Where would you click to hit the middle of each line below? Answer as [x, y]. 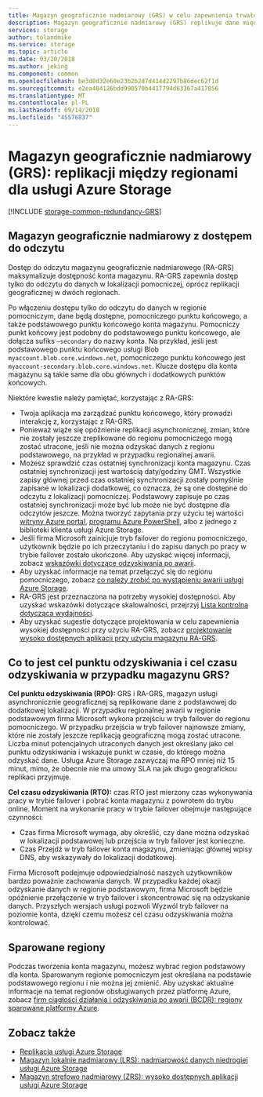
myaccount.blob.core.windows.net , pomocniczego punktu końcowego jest [127, 357]
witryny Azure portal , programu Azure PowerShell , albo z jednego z [128, 521]
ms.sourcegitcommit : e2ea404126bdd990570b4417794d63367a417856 [113, 88]
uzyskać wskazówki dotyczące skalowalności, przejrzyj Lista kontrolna [134, 604]
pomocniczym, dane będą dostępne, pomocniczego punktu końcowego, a [128, 315]
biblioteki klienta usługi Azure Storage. [81, 530]
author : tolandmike [40, 37]
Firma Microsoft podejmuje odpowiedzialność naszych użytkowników [120, 873]
